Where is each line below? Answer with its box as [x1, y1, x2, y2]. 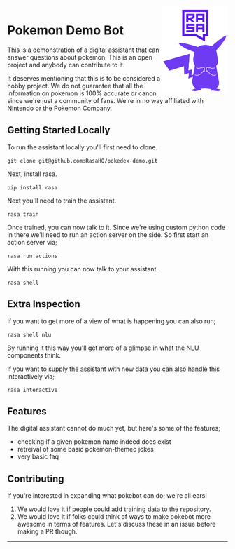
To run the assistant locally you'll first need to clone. [7, 142, 158, 151]
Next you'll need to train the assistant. [7, 196, 117, 205]
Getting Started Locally [7, 124, 111, 136]
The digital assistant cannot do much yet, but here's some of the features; [7, 424, 220, 433]
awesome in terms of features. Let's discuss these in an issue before [17, 520, 216, 529]
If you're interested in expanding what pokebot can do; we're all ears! [7, 492, 208, 500]
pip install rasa [7, 184, 58, 191]
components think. [7, 351, 62, 359]
